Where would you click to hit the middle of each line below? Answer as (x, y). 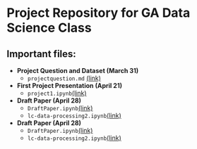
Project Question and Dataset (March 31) (78, 71)
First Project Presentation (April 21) (70, 85)
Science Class (49, 28)
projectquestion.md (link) (64, 78)
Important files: (42, 54)
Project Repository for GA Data (98, 13)
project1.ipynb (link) (57, 93)
